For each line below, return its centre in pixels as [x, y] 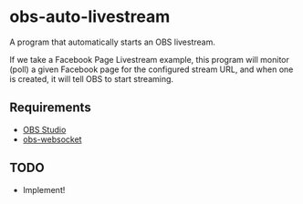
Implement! [44, 189]
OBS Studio [44, 129]
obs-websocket [52, 139]
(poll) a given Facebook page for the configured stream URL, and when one [151, 69]
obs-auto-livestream [90, 17]
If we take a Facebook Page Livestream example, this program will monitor [150, 59]
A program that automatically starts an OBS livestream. [113, 42]
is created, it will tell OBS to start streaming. [92, 78]
